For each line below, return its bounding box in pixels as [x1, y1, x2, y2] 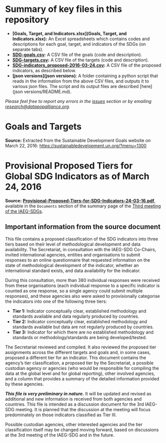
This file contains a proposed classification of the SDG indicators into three [5, 236, 159, 242]
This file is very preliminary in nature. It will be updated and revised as [5, 390, 152, 396]
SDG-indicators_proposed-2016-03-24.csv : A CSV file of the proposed [12, 62, 162, 68]
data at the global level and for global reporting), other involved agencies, [5, 370, 155, 376]
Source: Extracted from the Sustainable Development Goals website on [5, 137, 151, 143]
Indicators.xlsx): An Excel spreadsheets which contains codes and [12, 36, 150, 42]
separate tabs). [12, 46, 44, 52]
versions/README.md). [24, 89, 72, 94]
